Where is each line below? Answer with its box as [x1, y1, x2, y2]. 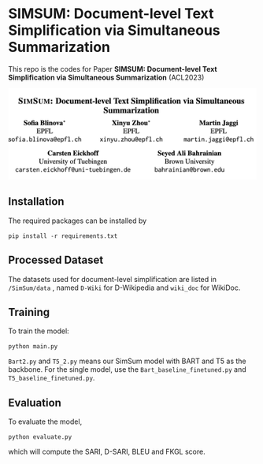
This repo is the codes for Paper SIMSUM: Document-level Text [8, 64, 218, 73]
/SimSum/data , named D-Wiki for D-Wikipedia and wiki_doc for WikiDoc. [8, 283, 241, 292]
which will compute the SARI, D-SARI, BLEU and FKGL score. [8, 447, 206, 457]
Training [8, 306, 50, 319]
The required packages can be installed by [8, 216, 147, 225]
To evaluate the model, [8, 417, 83, 426]
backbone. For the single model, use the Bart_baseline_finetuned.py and [8, 365, 246, 374]
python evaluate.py [8, 433, 72, 441]
